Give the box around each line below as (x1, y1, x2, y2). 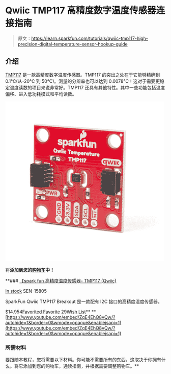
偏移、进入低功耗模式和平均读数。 (5, 90, 77, 97)
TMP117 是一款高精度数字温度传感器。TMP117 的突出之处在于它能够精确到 (5, 72, 160, 78)
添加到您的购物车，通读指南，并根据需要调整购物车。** (22, 363, 139, 369)
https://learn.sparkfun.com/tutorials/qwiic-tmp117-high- (31, 35, 149, 41)
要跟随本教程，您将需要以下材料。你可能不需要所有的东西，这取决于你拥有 (5, 357, 161, 363)
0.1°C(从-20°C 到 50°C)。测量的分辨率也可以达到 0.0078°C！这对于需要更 (5, 78, 160, 84)
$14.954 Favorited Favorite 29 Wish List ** (5, 309, 91, 315)
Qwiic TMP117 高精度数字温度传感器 (5, 5, 156, 16)
